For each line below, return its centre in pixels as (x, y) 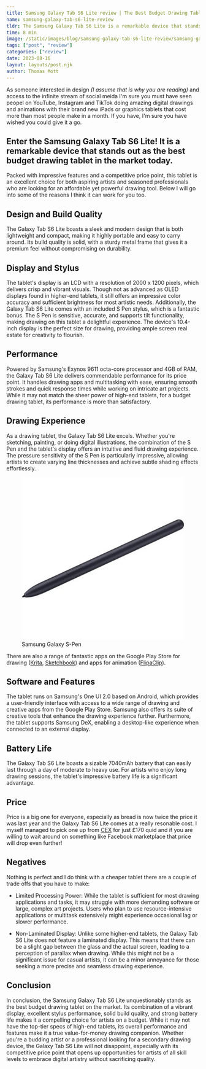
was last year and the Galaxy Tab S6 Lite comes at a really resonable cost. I (102, 823)
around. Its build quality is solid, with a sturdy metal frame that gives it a (97, 242)
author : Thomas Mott (33, 71)
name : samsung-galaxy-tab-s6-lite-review (60, 19)
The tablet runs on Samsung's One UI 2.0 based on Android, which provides (103, 696)
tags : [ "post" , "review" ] (39, 45)
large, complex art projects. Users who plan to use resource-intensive (103, 908)
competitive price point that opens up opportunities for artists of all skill (97, 1052)
